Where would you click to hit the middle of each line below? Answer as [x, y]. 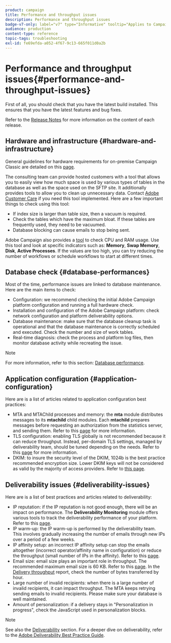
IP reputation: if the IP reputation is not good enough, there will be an [85, 507]
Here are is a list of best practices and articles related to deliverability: [79, 497]
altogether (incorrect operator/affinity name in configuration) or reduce [87, 550]
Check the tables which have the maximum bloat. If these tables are [84, 219]
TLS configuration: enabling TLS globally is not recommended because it [89, 436]
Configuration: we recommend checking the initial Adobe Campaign [84, 300]
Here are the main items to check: [41, 290]
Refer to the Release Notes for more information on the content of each [80, 119]
